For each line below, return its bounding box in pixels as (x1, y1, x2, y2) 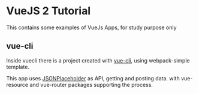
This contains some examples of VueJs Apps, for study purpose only (6, 24, 177, 31)
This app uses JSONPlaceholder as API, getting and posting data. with (6, 74, 180, 82)
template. (6, 63, 30, 70)
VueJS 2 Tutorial (6, 4, 91, 18)
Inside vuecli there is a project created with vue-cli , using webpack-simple (6, 57, 190, 64)
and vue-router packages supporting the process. (29, 81, 153, 88)
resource (6, 81, 29, 88)
